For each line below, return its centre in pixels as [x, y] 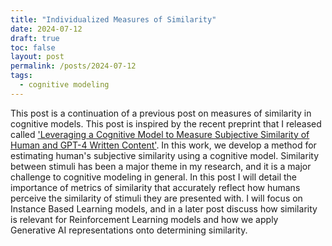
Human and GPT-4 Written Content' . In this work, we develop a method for [163, 145]
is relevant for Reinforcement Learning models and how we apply [144, 219]
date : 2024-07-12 [46, 29]
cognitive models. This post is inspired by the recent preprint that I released [166, 123]
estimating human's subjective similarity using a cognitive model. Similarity [165, 155]
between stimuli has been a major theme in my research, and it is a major [161, 166]
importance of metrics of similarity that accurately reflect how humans [155, 187]
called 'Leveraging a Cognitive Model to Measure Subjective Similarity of [160, 134]
